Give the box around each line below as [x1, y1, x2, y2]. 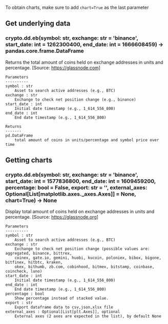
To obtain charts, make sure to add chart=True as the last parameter [5, 5, 149, 10]
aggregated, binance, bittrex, [5, 251, 72, 256]
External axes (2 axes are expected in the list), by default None [14, 314, 161, 319]
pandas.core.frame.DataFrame [5, 47, 85, 54]
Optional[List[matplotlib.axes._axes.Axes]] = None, [5, 190, 136, 197]
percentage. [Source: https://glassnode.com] [5, 64, 101, 71]
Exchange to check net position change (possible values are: [14, 246, 150, 252]
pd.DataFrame [5, 133, 33, 138]
